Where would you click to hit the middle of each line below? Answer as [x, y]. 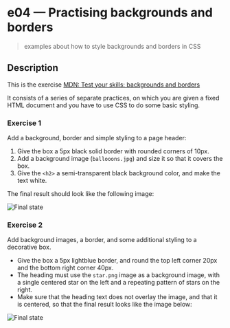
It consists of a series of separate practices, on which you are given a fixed [113, 98]
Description [33, 68]
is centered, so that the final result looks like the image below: [104, 305]
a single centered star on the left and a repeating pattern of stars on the [118, 283]
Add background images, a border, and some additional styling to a [102, 240]
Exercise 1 [24, 123]
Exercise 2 [25, 225]
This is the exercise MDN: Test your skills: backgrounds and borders [104, 85]
